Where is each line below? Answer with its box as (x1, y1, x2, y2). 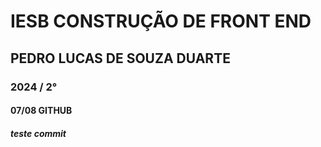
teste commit (10, 127, 67, 139)
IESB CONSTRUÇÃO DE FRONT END (10, 10, 312, 33)
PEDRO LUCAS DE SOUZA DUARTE (10, 50, 231, 67)
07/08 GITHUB (10, 105, 73, 117)
